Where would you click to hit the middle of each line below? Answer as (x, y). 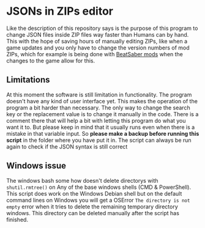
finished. (17, 219)
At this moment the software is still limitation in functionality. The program (99, 94)
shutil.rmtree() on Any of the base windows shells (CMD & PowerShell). (99, 187)
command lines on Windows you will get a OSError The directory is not (98, 200)
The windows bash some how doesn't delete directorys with (82, 180)
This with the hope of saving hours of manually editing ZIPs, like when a (97, 41)
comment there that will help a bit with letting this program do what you (96, 120)
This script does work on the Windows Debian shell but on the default (94, 193)
